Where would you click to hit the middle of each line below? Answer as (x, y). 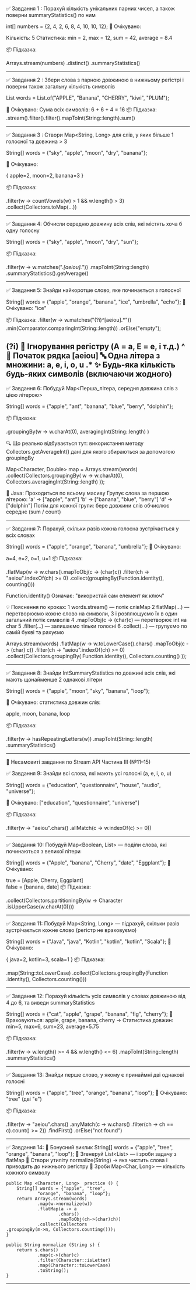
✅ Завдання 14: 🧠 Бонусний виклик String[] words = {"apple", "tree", (90, 1147)
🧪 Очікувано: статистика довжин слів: (53, 702)
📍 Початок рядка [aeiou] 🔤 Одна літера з (83, 356)
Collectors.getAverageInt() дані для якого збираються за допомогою (90, 451)
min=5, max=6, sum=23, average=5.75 (52, 1026)
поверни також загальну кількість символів (61, 86)
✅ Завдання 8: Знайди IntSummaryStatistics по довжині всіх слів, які (91, 673)
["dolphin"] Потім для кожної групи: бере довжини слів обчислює (88, 505)
